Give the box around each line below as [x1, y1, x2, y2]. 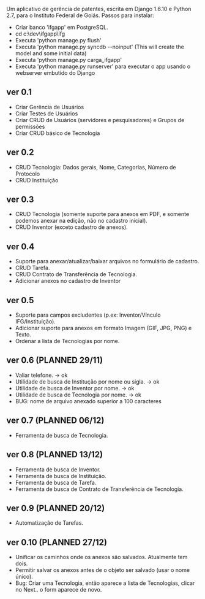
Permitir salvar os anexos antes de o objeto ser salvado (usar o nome [15, 566, 190, 574]
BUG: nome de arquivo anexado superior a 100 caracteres [15, 397, 162, 404]
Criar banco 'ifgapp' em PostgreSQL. [15, 24, 108, 31]
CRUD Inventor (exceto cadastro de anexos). [15, 223, 129, 231]
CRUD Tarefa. [15, 264, 50, 272]
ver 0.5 [6, 295, 34, 306]
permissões [15, 123, 45, 130]
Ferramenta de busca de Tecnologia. [15, 431, 108, 439]
